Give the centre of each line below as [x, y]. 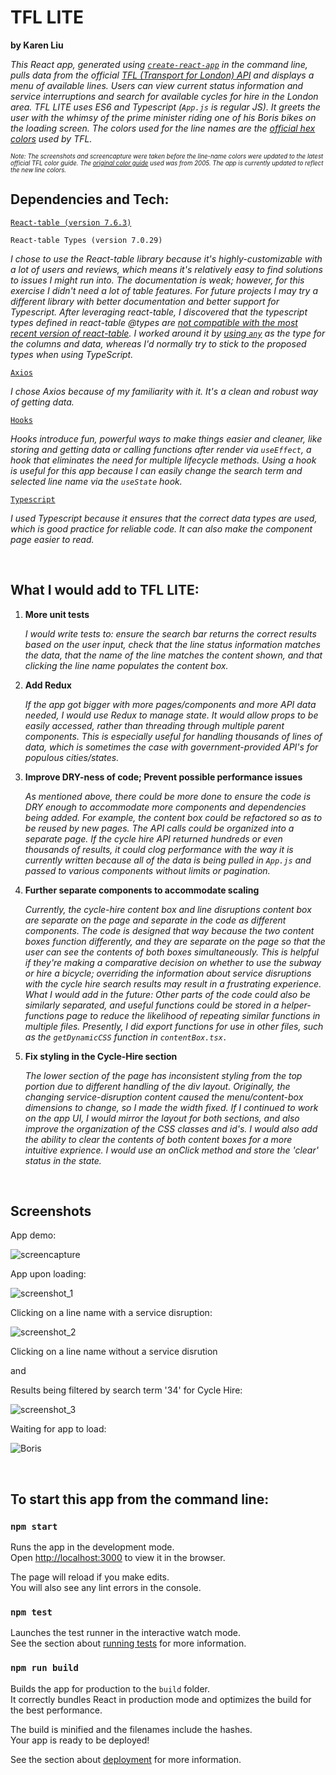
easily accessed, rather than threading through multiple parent [154, 725]
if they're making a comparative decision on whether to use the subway [173, 962]
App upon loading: [48, 1274]
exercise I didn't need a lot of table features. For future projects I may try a [164, 290]
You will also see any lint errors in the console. [106, 1588]
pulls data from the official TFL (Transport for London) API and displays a [162, 75]
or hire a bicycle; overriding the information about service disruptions [168, 973]
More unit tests [57, 614]
